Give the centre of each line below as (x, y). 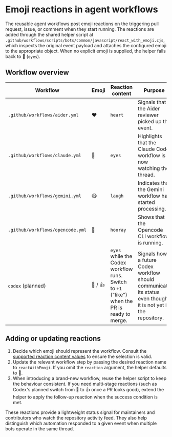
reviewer (148, 115)
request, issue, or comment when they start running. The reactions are (80, 29)
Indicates (149, 183)
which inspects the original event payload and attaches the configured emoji (86, 45)
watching (149, 168)
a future (147, 260)
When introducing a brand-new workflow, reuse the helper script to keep (90, 378)
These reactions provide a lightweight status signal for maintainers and (80, 412)
